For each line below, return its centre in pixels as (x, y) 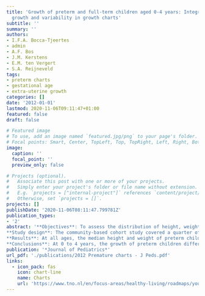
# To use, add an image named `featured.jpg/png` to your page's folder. (102, 137)
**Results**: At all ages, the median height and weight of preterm (95, 239)
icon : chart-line (39, 272)
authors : (17, 35)
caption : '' (27, 153)
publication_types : (31, 215)
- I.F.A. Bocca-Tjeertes (38, 40)
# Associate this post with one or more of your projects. (86, 182)
